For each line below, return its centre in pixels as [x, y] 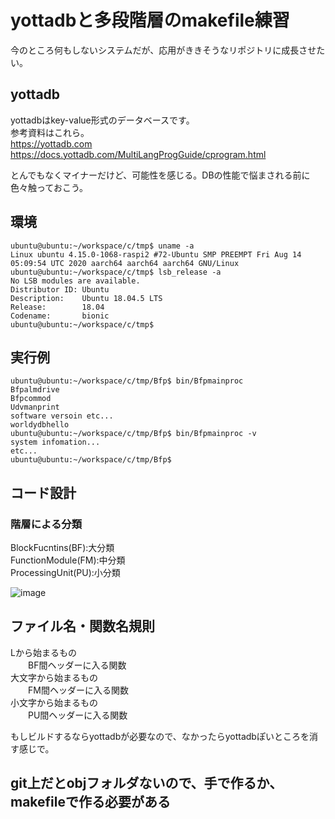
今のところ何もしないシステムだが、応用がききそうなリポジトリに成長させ [163, 50]
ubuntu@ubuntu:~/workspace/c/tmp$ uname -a [102, 246]
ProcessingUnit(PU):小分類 [65, 573]
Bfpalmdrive [35, 390]
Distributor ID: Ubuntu [60, 289]
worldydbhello [40, 425]
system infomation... [55, 442]
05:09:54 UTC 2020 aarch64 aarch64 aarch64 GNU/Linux [125, 263]
